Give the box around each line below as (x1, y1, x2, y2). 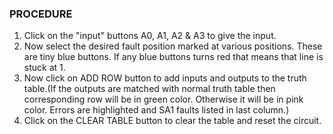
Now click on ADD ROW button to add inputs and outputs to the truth (23, 72, 307, 84)
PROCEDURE (9, 7, 73, 21)
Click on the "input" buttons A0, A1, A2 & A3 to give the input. (23, 30, 277, 42)
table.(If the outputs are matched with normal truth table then (23, 83, 276, 95)
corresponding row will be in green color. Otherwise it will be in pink (23, 93, 304, 106)
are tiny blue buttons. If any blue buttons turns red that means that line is (23, 51, 324, 63)
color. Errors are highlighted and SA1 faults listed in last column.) (23, 104, 290, 116)
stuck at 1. (23, 62, 66, 74)
